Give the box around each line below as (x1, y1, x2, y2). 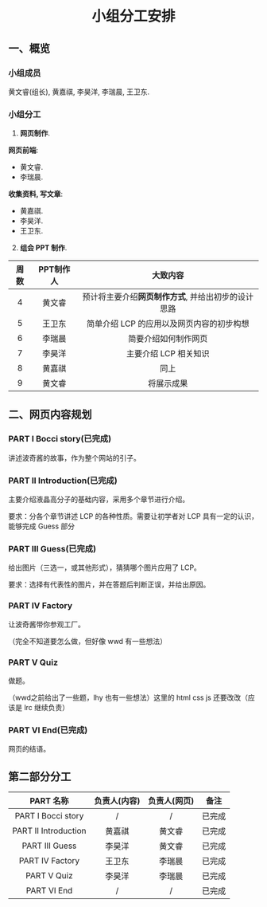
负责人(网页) (148, 795, 195, 807)
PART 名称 (29, 795, 69, 807)
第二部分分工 (8, 770, 72, 783)
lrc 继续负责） (23, 703, 70, 713)
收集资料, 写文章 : (8, 189, 64, 199)
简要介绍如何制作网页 (128, 333, 208, 344)
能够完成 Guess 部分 (8, 521, 75, 531)
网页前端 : (8, 145, 39, 155)
